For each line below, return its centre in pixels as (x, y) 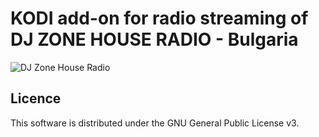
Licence (36, 98)
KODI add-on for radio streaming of (159, 18)
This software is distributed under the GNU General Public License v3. (155, 123)
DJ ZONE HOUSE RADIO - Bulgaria (154, 39)
